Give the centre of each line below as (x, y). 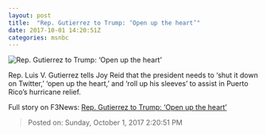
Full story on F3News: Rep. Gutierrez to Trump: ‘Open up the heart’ (118, 107)
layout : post (30, 15)
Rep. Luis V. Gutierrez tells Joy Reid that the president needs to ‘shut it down (133, 75)
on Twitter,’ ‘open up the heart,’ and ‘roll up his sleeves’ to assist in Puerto (128, 84)
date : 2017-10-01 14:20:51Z (55, 30)
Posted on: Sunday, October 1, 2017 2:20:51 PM (105, 122)
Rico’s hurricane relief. (45, 92)
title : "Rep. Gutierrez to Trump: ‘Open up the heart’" (104, 23)
